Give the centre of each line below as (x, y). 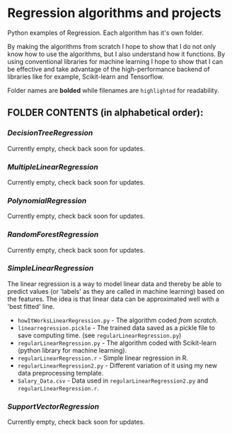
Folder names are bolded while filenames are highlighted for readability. (113, 90)
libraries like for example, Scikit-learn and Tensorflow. (86, 77)
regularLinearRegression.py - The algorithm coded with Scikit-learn (117, 343)
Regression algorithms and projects (114, 13)
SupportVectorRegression (53, 406)
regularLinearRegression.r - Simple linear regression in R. (103, 358)
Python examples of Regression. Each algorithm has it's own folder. (105, 33)
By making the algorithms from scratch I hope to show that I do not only (112, 46)
